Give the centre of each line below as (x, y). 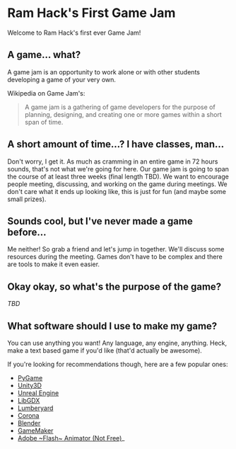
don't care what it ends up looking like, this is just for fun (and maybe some (117, 191)
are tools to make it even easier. (54, 264)
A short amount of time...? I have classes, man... (116, 144)
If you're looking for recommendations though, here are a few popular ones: (118, 364)
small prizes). (27, 199)
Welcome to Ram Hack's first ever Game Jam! (74, 33)
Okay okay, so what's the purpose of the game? (114, 286)
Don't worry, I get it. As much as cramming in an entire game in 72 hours (113, 161)
